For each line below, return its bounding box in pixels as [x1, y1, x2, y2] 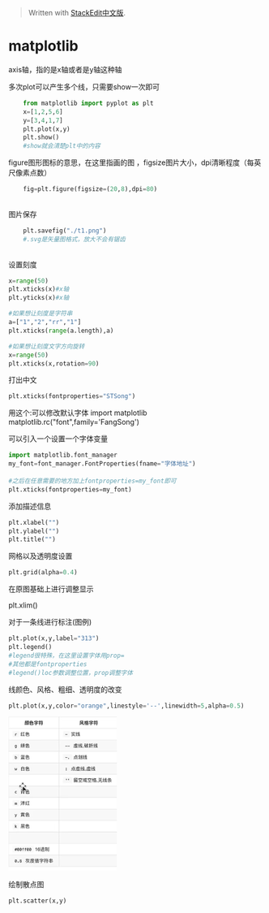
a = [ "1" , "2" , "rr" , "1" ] [8, 318, 82, 327]
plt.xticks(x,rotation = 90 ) [8, 359, 100, 368]
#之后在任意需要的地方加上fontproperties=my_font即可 [8, 477, 177, 485]
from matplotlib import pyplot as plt [23, 99, 154, 107]
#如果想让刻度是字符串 [8, 309, 73, 318]
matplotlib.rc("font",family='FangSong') [8, 418, 140, 427]
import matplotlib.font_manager [8, 451, 117, 460]
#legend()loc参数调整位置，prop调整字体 [8, 669, 134, 677]
